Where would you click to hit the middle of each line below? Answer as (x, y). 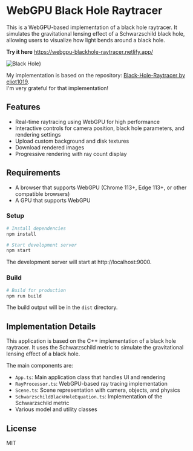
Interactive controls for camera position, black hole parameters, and (100, 128)
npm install (21, 234)
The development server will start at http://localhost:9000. (79, 262)
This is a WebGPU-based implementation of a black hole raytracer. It (92, 27)
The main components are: (40, 366)
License (21, 428)
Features (23, 107)
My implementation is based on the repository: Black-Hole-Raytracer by (96, 75)
